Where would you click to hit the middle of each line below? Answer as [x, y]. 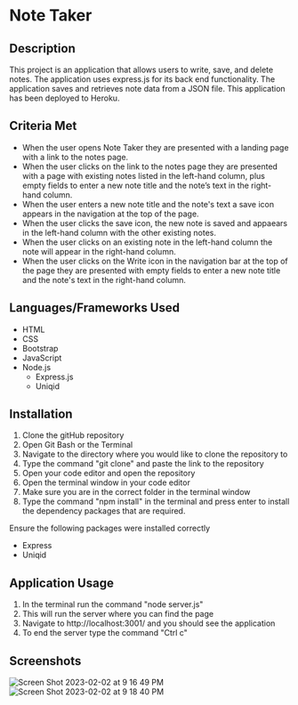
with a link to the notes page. [75, 157]
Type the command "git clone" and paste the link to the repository [143, 464]
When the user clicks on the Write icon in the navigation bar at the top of [155, 261]
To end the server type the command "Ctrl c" [105, 633]
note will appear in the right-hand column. [99, 251]
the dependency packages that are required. [104, 511]
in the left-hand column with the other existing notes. [119, 232]
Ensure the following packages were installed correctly [110, 528]
